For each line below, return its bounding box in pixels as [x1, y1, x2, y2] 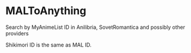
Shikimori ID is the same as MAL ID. [5, 41, 92, 48]
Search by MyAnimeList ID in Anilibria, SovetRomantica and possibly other [5, 24, 186, 31]
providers [5, 29, 29, 37]
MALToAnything [5, 4, 87, 18]
